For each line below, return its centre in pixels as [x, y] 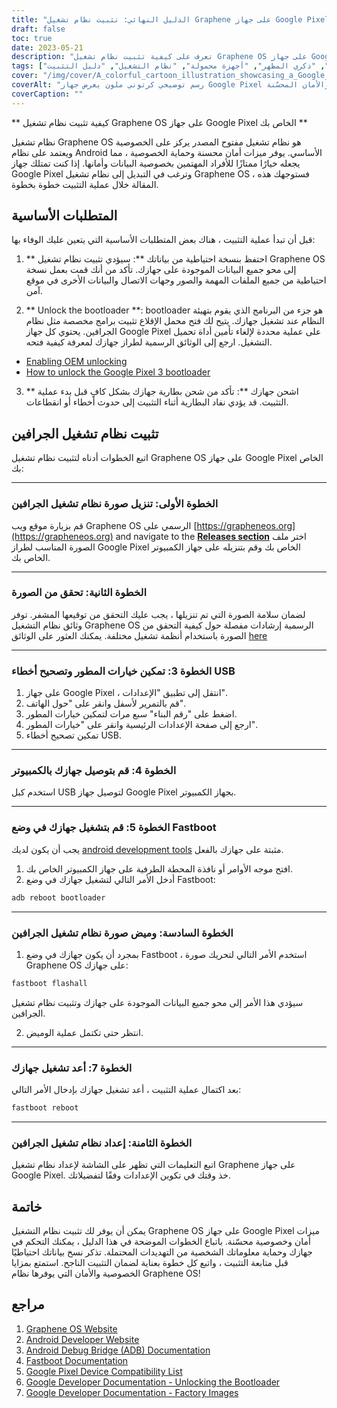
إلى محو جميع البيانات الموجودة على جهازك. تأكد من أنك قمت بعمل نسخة [161, 270]
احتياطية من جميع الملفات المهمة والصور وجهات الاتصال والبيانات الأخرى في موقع [176, 280]
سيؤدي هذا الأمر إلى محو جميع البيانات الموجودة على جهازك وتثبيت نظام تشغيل [157, 1002]
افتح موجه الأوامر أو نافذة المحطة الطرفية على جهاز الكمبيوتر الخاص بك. [159, 868]
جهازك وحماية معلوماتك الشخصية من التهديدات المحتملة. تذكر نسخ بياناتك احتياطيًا [162, 1252]
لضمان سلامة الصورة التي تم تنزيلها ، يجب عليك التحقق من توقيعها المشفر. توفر [158, 614]
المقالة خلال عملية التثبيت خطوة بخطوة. [85, 184]
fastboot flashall [49, 983]
